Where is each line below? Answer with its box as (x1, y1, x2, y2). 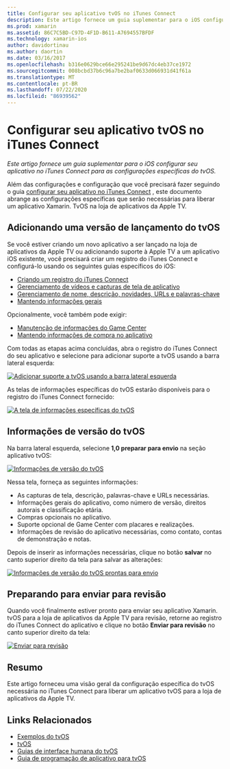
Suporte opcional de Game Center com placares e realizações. (16, 520, 194, 528)
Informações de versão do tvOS (7, 426, 145, 437)
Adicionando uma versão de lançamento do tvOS (7, 222, 220, 234)
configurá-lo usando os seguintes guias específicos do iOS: (7, 262, 176, 270)
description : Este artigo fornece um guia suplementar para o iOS (7, 16, 201, 23)
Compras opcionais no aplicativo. (16, 513, 112, 521)
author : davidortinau (7, 42, 69, 49)
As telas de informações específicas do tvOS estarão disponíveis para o (7, 385, 211, 393)
